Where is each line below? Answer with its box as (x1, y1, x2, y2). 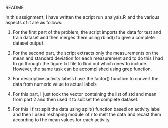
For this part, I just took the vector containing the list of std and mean (12, 91, 157, 97)
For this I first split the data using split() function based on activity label (12, 106, 161, 112)
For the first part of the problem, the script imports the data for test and (12, 29, 161, 35)
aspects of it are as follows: (5, 20, 63, 25)
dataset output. (12, 40, 45, 46)
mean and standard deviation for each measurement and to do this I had (12, 55, 163, 61)
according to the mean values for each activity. (12, 117, 111, 123)
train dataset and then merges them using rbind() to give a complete (12, 35, 155, 40)
